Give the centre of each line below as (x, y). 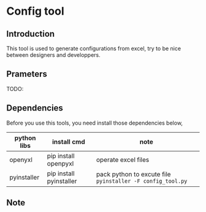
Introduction (31, 34)
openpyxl (60, 163)
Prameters (27, 74)
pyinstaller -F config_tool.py (142, 181)
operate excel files (123, 159)
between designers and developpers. (54, 55)
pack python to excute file (133, 174)
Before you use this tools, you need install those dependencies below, (94, 123)
